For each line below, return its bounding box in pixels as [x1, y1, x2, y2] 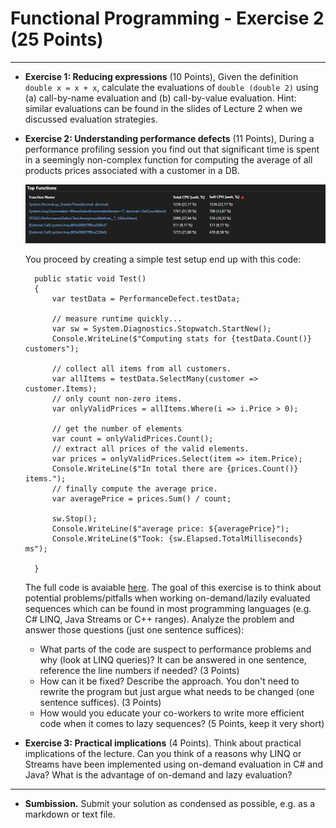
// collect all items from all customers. [51, 364, 232, 374]
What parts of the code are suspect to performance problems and [39, 643, 312, 656]
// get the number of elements [51, 424, 183, 434]
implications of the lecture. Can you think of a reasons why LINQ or [24, 748, 302, 760]
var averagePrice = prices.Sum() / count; [51, 494, 232, 504]
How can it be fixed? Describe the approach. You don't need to [39, 675, 300, 687]
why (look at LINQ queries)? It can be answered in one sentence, [39, 654, 307, 666]
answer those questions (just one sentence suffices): [24, 624, 245, 636]
